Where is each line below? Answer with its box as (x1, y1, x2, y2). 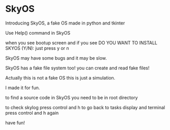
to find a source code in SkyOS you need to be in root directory (5, 94, 138, 100)
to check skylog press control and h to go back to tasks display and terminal (5, 104, 165, 110)
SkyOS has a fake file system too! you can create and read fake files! (5, 65, 150, 71)
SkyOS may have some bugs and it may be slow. (5, 55, 107, 61)
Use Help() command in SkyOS (5, 30, 70, 36)
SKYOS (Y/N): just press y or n (5, 45, 70, 51)
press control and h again (5, 110, 59, 116)
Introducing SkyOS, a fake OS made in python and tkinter (5, 20, 125, 26)
